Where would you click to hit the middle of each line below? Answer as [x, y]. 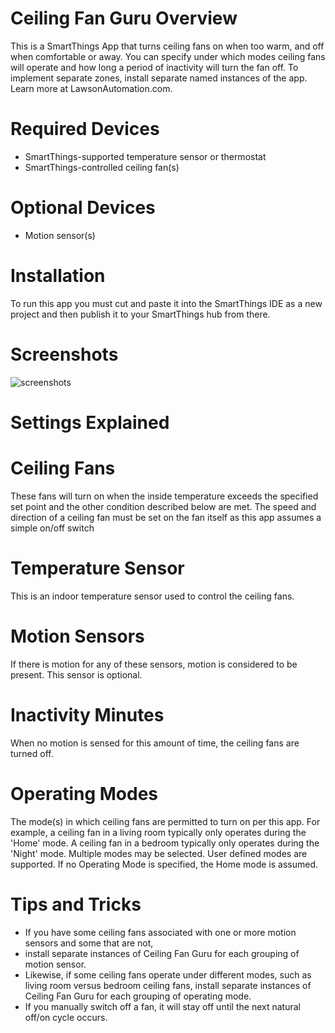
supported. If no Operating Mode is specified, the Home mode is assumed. [164, 864]
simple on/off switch [52, 528]
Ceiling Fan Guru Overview [124, 18]
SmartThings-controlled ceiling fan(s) [102, 167]
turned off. [32, 753]
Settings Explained [90, 422]
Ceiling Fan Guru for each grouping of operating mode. [138, 996]
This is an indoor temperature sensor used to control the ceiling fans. [152, 596]
